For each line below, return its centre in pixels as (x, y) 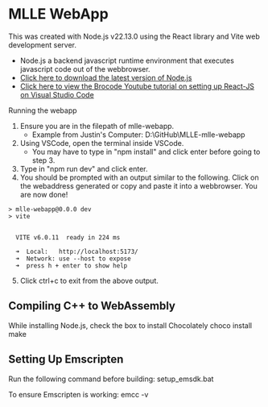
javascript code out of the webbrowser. (85, 69)
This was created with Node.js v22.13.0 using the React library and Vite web (134, 36)
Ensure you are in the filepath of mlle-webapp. (97, 126)
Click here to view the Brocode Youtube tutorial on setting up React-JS (137, 86)
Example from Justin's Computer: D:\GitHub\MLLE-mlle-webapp (138, 135)
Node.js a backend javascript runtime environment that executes (127, 60)
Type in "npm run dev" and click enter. (84, 168)
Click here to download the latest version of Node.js (106, 77)
